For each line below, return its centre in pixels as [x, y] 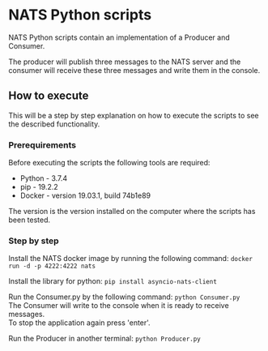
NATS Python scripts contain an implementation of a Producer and [119, 37]
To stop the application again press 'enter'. [80, 323]
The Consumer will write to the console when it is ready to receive [119, 306]
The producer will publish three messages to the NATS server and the [125, 62]
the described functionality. [54, 124]
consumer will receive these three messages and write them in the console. [134, 70]
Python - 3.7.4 [44, 178]
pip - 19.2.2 [39, 187]
